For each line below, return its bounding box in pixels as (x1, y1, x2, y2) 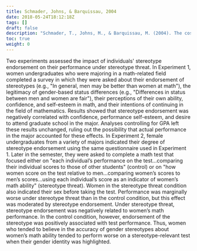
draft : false (6, 25, 38, 31)
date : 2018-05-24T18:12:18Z (6, 14, 75, 20)
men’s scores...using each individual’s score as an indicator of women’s (6, 175, 179, 182)
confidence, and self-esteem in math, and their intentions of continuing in (6, 101, 184, 108)
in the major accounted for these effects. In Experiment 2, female (6, 132, 163, 139)
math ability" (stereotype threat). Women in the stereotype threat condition (6, 182, 187, 189)
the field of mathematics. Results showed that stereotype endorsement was (6, 107, 189, 114)
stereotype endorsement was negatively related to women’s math (6, 206, 164, 214)
